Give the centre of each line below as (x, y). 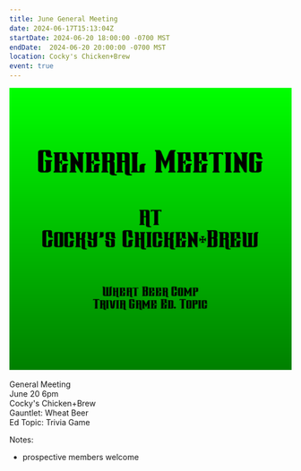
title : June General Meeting (64, 19)
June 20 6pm (34, 394)
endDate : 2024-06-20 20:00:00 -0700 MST (88, 47)
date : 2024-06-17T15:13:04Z (62, 28)
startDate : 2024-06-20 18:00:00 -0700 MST (90, 38)
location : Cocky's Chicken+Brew (69, 57)
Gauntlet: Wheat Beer (49, 413)
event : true (31, 66)
